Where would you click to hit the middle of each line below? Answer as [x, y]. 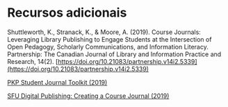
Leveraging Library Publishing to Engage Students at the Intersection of [109, 39]
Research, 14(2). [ [33, 61]
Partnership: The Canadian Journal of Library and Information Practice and [114, 54]
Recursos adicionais [67, 13]
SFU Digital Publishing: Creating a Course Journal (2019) [88, 96]
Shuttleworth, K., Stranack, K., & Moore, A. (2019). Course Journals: [104, 32]
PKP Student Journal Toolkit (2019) [57, 82]
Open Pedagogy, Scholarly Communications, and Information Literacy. [108, 47]
